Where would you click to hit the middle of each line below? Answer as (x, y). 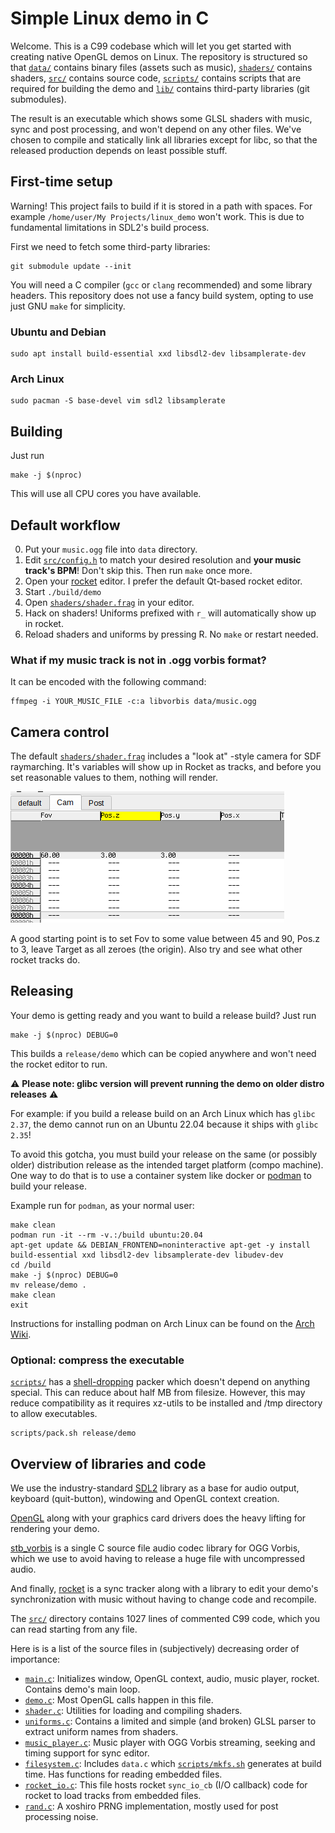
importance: (35, 1659)
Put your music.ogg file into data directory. (111, 549)
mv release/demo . (48, 1285)
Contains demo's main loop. (82, 1689)
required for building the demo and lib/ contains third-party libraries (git (160, 88)
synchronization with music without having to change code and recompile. (163, 1599)
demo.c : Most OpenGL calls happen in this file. (119, 1700)
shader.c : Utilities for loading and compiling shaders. (133, 1710)
